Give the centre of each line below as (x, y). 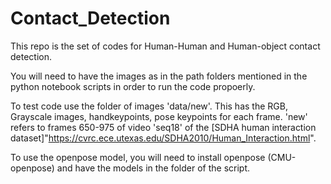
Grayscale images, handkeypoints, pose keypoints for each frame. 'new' (159, 116)
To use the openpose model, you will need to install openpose (138, 157)
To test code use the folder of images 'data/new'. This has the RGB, (149, 106)
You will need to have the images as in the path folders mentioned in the (159, 76)
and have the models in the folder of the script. (153, 168)
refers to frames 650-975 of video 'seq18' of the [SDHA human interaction (163, 127)
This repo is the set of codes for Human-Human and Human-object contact (165, 46)
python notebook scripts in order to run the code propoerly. (133, 86)
